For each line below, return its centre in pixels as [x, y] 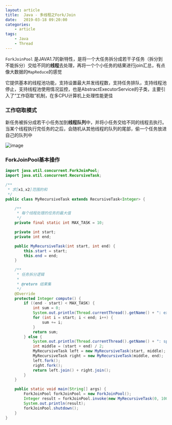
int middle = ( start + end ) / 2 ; [68, 346]
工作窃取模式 [21, 110]
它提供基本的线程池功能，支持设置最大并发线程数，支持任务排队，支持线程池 [86, 82]
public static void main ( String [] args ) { [60, 389]
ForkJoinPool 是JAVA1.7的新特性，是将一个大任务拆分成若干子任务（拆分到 [84, 59]
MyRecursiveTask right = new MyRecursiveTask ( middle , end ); [98, 356]
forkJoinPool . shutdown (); [51, 408]
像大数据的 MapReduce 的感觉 [34, 72]
